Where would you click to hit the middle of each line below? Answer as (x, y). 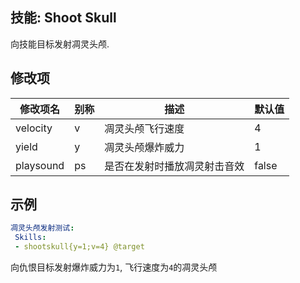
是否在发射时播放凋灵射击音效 (174, 166)
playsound (40, 165)
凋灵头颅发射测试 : (42, 228)
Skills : (30, 238)
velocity (34, 128)
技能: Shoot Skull (63, 18)
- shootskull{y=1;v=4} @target (79, 247)
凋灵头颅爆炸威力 (144, 147)
